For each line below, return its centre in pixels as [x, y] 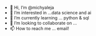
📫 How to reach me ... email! [39, 28]
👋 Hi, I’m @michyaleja [32, 8]
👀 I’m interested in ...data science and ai [50, 13]
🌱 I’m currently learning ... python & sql [49, 18]
